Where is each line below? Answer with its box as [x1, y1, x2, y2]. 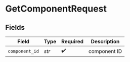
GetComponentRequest [5, 3, 107, 15]
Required [61, 38, 84, 45]
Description [91, 38, 120, 45]
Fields [5, 23, 25, 32]
